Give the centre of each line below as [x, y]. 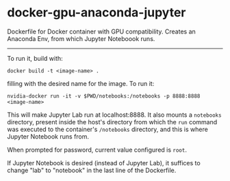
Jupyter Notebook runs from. [48, 136]
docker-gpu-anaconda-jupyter [97, 13]
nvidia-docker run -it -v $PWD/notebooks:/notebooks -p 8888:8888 [104, 96]
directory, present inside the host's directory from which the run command [112, 122]
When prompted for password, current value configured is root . [97, 150]
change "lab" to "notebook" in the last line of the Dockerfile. [92, 170]
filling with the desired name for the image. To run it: [81, 83]
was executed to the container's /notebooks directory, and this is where [108, 129]
